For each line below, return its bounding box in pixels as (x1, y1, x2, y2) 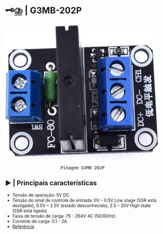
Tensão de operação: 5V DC (12, 192, 70, 198)
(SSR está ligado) (12, 207, 48, 213)
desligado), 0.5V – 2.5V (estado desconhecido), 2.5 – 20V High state (12, 202, 151, 208)
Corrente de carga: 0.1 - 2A (12, 218, 67, 224)
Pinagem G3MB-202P (60, 165, 105, 170)
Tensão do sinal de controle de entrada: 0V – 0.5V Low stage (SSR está (12, 197, 157, 203)
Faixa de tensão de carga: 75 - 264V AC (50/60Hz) (12, 213, 116, 219)
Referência (12, 223, 34, 229)
